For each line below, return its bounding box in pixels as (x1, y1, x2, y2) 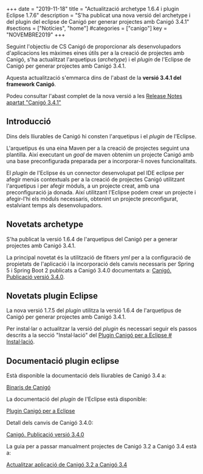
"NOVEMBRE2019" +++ (6, 31, 66, 38)
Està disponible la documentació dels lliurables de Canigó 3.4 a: (6, 372, 167, 380)
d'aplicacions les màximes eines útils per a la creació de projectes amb (6, 49, 185, 57)
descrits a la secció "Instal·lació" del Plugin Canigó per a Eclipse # (6, 331, 172, 339)
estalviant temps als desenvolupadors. (6, 201, 103, 209)
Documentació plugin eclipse (6, 356, 120, 366)
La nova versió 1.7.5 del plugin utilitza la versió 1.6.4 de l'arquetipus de (6, 307, 182, 314)
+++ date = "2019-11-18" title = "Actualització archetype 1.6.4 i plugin (6, 5, 179, 12)
